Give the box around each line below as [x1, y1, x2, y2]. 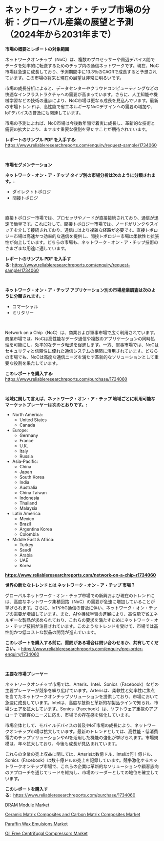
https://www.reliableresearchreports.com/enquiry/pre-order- [21, 646, 143, 651]
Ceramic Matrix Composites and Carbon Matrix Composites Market [5, 811, 141, 817]
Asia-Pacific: [12, 458, 38, 464]
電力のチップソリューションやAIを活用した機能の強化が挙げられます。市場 [5, 734, 154, 740]
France [19, 437, 34, 443]
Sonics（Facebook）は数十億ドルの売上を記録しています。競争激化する [5, 757, 149, 763]
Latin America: [12, 510, 41, 516]
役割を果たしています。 [13, 360, 61, 366]
